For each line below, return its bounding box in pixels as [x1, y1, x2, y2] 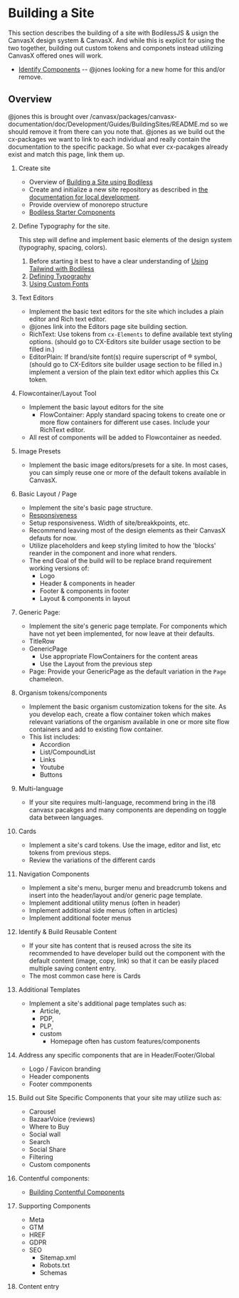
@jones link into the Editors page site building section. [28, 322, 188, 330]
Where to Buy [28, 1122, 70, 1131]
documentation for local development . [28, 192, 142, 201]
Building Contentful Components [28, 1188, 125, 1196]
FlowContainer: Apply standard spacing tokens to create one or [39, 410, 226, 419]
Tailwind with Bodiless [28, 264, 95, 273]
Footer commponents [28, 1079, 92, 1088]
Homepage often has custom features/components [50, 1037, 201, 1045]
